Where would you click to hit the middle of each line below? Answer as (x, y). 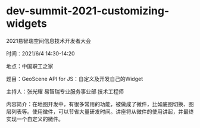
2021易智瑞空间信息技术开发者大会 (49, 40)
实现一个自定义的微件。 (35, 119)
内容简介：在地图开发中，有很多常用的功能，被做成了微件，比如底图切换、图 (100, 104)
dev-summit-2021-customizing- (88, 11)
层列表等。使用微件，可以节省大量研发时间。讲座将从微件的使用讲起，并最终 (100, 111)
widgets (27, 24)
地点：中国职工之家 (30, 66)
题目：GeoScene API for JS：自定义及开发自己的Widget (75, 79)
